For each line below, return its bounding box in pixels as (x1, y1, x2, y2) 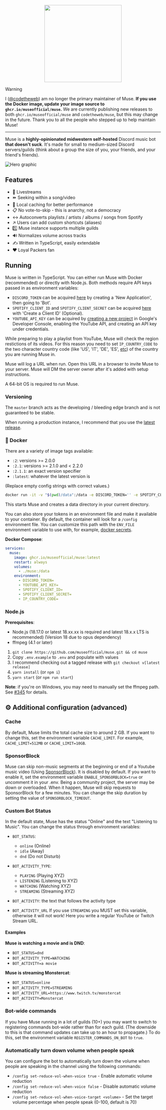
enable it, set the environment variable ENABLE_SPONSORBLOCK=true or (5, 774, 143, 780)
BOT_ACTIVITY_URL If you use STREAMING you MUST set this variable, (12, 907, 148, 913)
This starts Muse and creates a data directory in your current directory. (5, 501, 150, 507)
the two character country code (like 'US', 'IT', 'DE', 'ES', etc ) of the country (5, 346, 159, 352)
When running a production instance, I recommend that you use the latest (5, 419, 155, 425)
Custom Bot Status (5, 807, 51, 814)
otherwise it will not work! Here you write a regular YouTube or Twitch (12, 913, 155, 919)
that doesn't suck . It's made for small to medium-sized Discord (5, 141, 135, 147)
